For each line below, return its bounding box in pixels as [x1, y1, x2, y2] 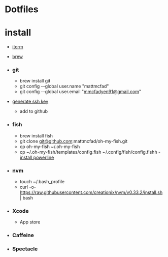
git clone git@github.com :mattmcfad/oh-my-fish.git [19, 138, 128, 144]
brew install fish [19, 132, 53, 138]
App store [19, 219, 41, 225]
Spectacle [12, 245, 38, 252]
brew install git [19, 78, 51, 84]
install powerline [19, 154, 54, 160]
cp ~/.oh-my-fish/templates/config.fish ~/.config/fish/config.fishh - [19, 149, 161, 155]
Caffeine [12, 232, 34, 239]
